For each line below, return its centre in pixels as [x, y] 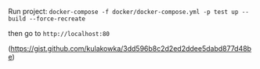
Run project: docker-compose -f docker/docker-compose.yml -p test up [123, 11]
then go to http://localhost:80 [59, 33]
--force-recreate [57, 19]
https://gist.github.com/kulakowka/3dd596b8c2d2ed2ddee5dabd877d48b [131, 49]
